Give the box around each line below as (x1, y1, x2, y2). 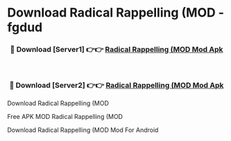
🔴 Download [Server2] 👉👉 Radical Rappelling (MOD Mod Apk (9, 81, 224, 91)
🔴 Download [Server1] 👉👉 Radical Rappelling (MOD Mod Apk (10, 45, 223, 55)
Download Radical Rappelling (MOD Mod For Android (7, 126, 159, 134)
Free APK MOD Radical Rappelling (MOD (7, 112, 123, 120)
